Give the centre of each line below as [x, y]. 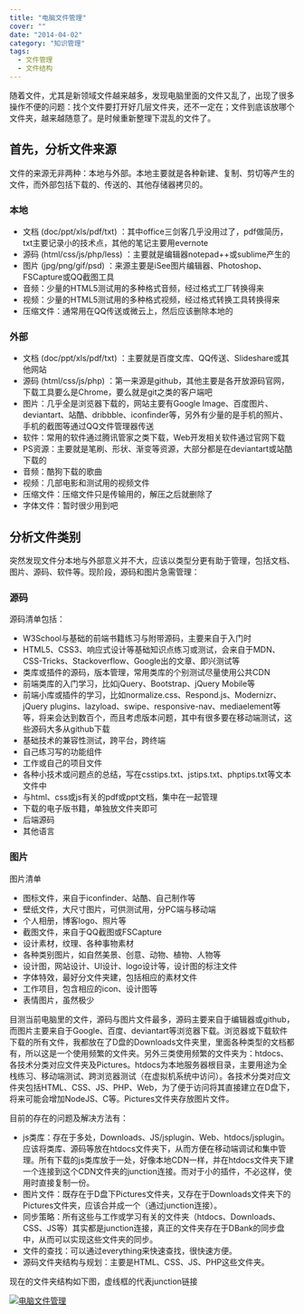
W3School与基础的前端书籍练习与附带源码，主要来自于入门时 [137, 638]
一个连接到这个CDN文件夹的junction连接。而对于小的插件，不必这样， [153, 1171]
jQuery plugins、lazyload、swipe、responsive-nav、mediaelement [147, 706]
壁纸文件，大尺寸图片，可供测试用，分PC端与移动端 [119, 909]
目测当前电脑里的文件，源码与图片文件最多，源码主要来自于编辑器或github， [152, 1019]
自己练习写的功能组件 [62, 752]
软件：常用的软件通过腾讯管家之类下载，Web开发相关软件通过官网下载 [154, 437]
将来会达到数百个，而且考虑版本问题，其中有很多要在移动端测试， [161, 718]
